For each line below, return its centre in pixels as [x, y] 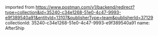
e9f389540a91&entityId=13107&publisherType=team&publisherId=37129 [79, 18]
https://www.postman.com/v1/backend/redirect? [85, 7]
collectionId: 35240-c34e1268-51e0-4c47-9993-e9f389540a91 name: [78, 23]
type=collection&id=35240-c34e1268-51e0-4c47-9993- [63, 12]
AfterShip [15, 28]
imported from [20, 7]
